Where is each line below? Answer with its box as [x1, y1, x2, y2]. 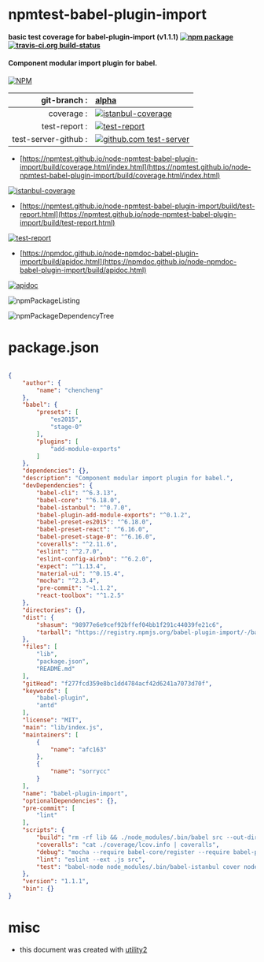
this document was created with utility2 [19, 945, 148, 954]
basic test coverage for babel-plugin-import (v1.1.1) [8, 32, 179, 41]
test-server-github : [12, 133, 88, 144]
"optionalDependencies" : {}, [22, 796, 118, 805]
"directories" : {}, [22, 606, 86, 614]
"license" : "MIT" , [22, 716, 82, 725]
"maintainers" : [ [22, 731, 79, 739]
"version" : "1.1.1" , [22, 878, 90, 886]
